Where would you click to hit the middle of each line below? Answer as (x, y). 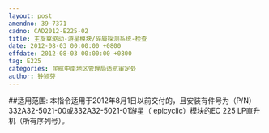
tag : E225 (25, 62)
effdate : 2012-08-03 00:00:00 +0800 (70, 54)
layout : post (30, 16)
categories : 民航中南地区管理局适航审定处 (73, 69)
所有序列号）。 (45, 120)
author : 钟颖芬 (32, 76)
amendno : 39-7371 (38, 24)
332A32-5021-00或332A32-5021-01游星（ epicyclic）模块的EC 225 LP (127, 110)
